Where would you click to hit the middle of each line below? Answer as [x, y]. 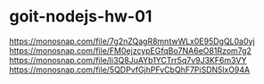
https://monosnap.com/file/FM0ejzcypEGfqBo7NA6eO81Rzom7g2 [131, 50]
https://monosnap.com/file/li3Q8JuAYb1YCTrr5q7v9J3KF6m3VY [128, 60]
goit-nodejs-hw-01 [81, 17]
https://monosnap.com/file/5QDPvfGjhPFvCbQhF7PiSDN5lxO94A [130, 70]
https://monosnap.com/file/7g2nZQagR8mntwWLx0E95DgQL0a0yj [132, 41]
